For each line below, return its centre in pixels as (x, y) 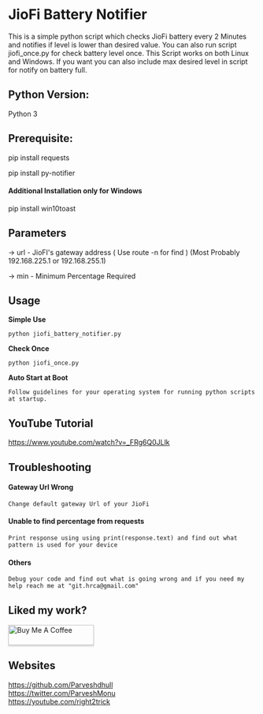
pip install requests (39, 157)
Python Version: (49, 95)
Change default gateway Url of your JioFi (79, 504)
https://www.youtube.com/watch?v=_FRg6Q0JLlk (89, 443)
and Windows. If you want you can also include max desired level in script (128, 62)
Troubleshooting (50, 467)
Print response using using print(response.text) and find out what (123, 538)
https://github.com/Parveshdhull (61, 685)
